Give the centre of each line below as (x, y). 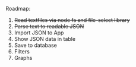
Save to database (35, 45)
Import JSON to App (39, 33)
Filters (22, 52)
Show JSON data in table (45, 39)
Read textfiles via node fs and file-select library (72, 20)
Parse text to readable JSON (49, 26)
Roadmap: (18, 9)
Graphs (23, 58)
